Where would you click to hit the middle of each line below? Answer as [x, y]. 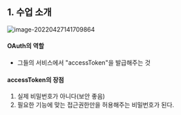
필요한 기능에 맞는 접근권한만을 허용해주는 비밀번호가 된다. [96, 105]
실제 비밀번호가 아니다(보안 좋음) [61, 96]
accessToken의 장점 [36, 80]
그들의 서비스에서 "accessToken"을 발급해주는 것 [84, 63]
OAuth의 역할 [26, 46]
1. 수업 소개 [29, 12]
